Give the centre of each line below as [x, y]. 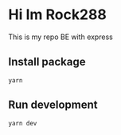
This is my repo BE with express [60, 37]
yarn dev [23, 123]
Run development [53, 105]
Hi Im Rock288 [58, 15]
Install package [47, 62]
